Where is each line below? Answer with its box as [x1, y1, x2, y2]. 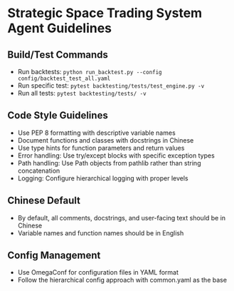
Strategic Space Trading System [7, 5, 203, 21]
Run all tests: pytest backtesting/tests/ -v [17, 89, 147, 97]
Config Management [7, 250, 101, 262]
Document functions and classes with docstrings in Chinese [17, 136, 194, 144]
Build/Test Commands [7, 48, 109, 61]
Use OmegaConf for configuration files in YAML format [17, 268, 179, 277]
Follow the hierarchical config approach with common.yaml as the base [17, 276, 228, 285]
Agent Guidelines [7, 20, 112, 36]
